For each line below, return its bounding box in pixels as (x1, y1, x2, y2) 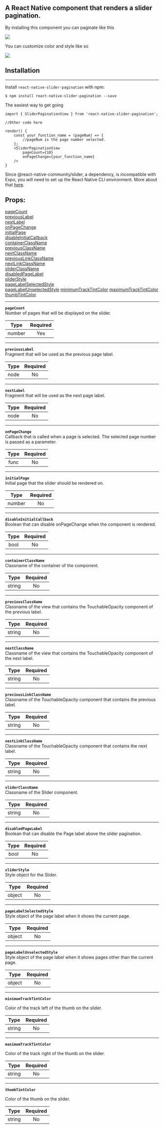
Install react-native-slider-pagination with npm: (5, 84, 105, 90)
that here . (5, 182, 24, 188)
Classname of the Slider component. (5, 789, 79, 795)
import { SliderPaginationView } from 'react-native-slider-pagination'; (5, 111, 159, 116)
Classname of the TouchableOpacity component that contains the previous (5, 697, 156, 703)
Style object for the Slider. (5, 872, 58, 878)
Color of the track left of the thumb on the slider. (5, 1005, 102, 1011)
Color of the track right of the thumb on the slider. (5, 1050, 105, 1057)
